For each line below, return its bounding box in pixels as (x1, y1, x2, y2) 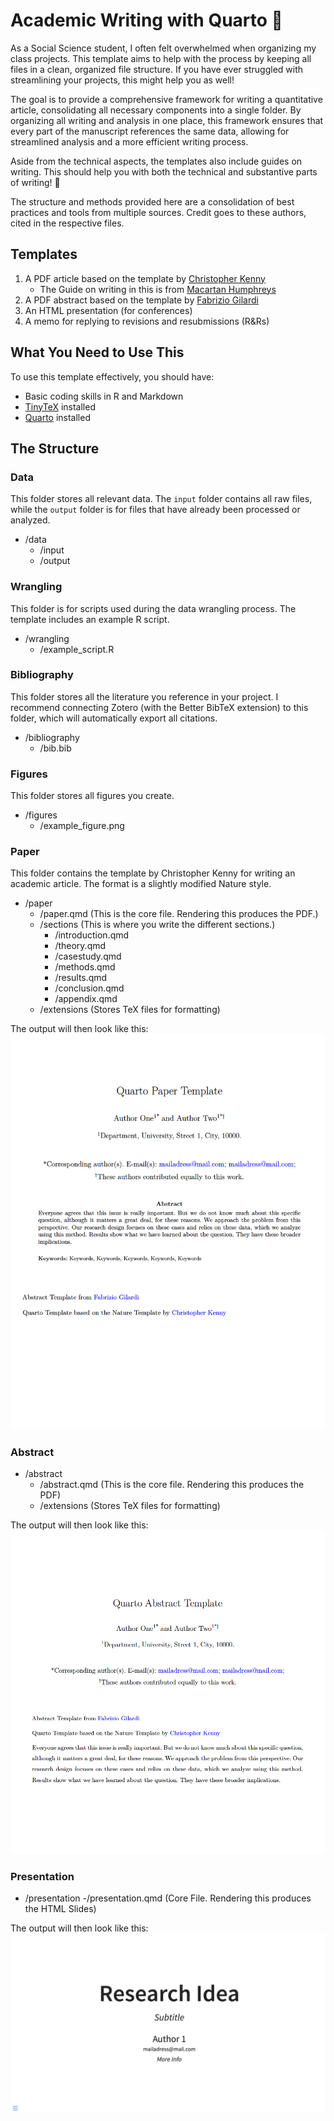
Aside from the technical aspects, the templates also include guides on (10, 155, 303, 167)
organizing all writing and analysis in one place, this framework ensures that (10, 114, 324, 126)
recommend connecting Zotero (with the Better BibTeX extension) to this (10, 701, 309, 713)
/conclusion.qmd (54, 982, 125, 994)
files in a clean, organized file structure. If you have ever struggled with (10, 63, 304, 75)
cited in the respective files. (10, 217, 125, 229)
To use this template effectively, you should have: (10, 370, 215, 383)
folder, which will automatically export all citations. (10, 712, 218, 724)
